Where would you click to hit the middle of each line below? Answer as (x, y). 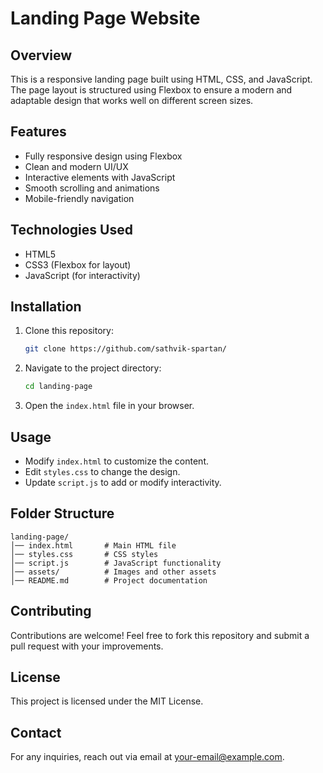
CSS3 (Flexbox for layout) (78, 264)
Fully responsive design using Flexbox (103, 156)
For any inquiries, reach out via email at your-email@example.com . (147, 757)
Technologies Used (71, 230)
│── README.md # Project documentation (109, 580)
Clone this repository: (69, 331)
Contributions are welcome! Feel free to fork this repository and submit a (160, 635)
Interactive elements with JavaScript (100, 177)
